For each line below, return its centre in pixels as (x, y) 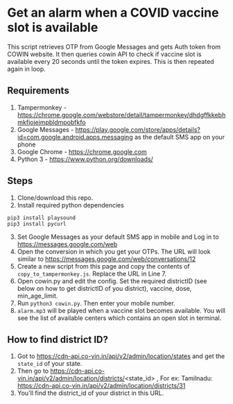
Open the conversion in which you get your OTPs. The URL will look (114, 251)
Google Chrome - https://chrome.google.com (82, 151)
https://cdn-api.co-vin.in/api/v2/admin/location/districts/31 (101, 386)
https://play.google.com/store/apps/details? (138, 129)
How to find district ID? (58, 339)
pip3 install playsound (42, 218)
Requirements (38, 91)
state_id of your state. (50, 364)
